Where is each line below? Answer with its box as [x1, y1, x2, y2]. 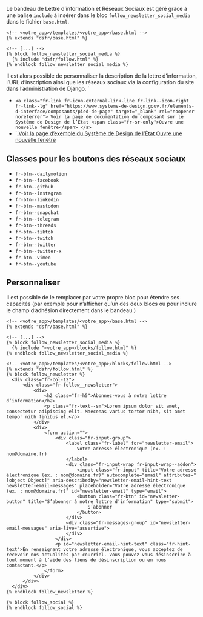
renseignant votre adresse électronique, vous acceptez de [30, 546, 183, 552]
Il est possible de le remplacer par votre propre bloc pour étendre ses [6, 293, 180, 301]
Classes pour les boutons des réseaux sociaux [6, 154, 186, 164]
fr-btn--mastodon [15, 203, 59, 209]
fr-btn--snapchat [15, 209, 59, 216]
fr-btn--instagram [15, 190, 62, 196]
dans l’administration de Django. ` [6, 85, 90, 92]
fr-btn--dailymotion [15, 171, 67, 177]
